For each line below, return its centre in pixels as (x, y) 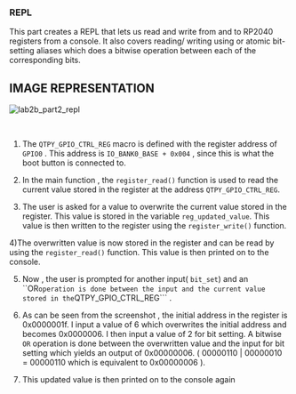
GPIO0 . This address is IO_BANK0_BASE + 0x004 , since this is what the (148, 154)
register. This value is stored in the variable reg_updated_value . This (146, 216)
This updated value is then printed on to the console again (128, 380)
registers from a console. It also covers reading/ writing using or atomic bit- (148, 41)
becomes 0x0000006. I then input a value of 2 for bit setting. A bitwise (152, 334)
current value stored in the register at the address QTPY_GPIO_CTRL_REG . (151, 189)
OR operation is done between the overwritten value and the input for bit (153, 343)
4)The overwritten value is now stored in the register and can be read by (142, 243)
